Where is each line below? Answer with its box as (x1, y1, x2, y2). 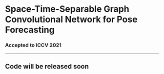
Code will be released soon (5, 62, 89, 71)
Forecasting (5, 25, 55, 35)
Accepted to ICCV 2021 (5, 42, 62, 49)
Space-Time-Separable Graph (5, 3, 129, 15)
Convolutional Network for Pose (5, 14, 138, 25)
